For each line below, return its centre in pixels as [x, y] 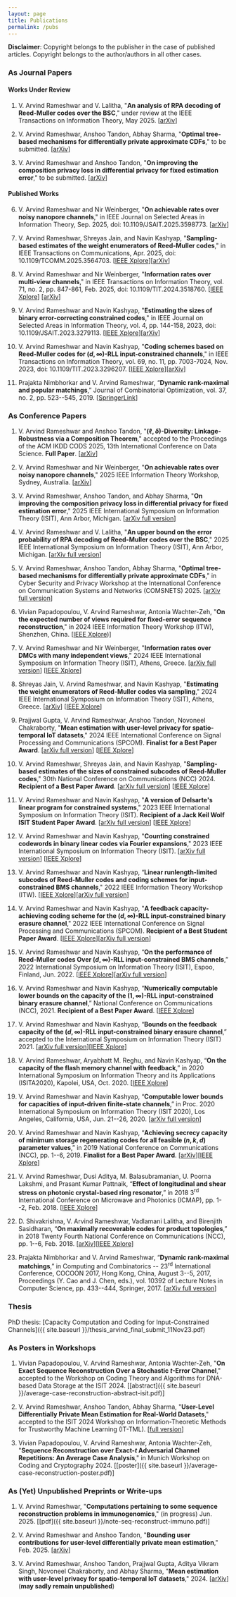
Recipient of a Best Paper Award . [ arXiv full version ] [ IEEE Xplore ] [114, 786]
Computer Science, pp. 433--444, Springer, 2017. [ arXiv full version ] [117, 1288]
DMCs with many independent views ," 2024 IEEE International [110, 655]
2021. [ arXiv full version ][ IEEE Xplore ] [72, 1047]
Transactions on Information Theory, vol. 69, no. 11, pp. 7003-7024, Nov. [123, 361]
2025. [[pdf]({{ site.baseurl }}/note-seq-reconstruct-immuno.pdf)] [114, 1522]
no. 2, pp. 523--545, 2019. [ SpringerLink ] [78, 397]
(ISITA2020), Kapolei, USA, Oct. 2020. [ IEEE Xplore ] [93, 1083]
